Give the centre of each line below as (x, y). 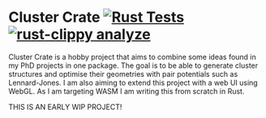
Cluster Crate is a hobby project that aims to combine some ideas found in (133, 57)
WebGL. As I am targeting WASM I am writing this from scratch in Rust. (127, 91)
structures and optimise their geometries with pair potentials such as (123, 74)
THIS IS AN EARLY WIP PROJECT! (65, 107)
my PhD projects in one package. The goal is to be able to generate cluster (133, 65)
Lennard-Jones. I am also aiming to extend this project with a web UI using (133, 82)
